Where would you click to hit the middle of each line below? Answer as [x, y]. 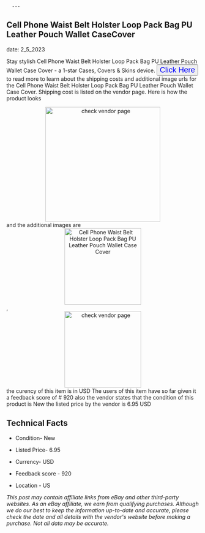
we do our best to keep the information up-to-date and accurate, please [98, 510]
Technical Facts [37, 423]
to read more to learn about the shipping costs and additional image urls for [102, 79]
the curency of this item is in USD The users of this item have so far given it [101, 391]
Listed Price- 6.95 [38, 450]
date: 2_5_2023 [26, 49]
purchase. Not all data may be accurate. [58, 523]
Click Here [177, 69]
